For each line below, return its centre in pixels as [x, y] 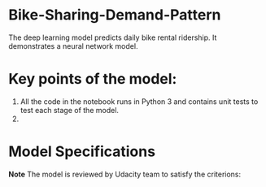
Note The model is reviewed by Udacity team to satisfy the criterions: [125, 174]
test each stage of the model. [70, 110]
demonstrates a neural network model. [73, 46]
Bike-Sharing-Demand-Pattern [115, 15]
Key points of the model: [93, 79]
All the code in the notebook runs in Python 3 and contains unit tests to [139, 101]
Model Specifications [82, 152]
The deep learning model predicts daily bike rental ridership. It [113, 37]
